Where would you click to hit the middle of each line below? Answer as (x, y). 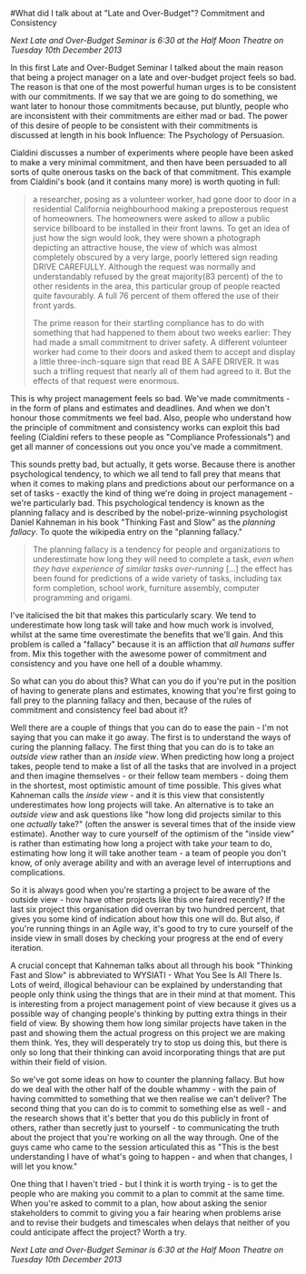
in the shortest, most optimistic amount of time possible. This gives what (146, 785)
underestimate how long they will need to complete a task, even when (163, 559)
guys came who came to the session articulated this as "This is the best (145, 1147)
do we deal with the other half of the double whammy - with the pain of (143, 1089)
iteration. (27, 948)
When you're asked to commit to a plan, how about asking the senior (138, 1203)
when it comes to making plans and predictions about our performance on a (153, 484)
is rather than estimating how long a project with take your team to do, (142, 843)
